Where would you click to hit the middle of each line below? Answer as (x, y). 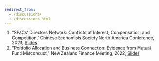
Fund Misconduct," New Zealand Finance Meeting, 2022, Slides (76, 53)
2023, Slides (24, 43)
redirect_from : (20, 10)
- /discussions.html (30, 19)
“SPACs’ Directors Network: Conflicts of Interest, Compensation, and (80, 33)
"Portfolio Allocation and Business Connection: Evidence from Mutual (81, 48)
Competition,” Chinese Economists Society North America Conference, (83, 38)
